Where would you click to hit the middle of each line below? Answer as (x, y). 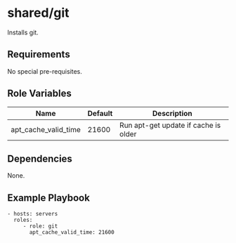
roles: (23, 220)
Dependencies (40, 158)
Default (100, 113)
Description (172, 113)
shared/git (38, 13)
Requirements (39, 54)
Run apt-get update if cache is (170, 125)
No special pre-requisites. (45, 71)
